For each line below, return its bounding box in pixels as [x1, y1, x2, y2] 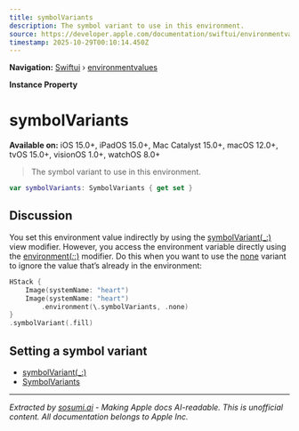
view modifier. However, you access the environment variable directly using [9, 241, 287, 251]
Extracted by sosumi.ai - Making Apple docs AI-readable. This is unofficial [9, 402, 283, 412]
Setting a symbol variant [9, 343, 148, 358]
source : [9, 29, 38, 38]
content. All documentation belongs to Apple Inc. [9, 411, 189, 422]
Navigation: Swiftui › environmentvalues [9, 62, 158, 73]
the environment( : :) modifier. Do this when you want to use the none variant [9, 251, 287, 261]
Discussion [9, 208, 73, 223]
